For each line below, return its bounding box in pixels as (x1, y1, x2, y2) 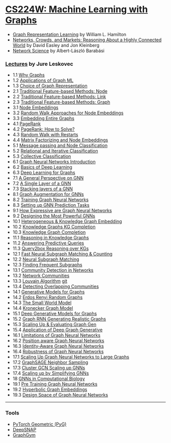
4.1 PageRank (12, 121, 41, 127)
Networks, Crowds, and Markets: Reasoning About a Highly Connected (12, 37, 162, 43)
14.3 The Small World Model (12, 300, 72, 306)
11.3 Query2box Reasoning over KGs (12, 245, 89, 252)
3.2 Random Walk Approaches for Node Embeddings (12, 110, 124, 116)
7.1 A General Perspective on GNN (12, 175, 84, 181)
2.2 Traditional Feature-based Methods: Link (12, 93, 106, 100)
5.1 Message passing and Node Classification (12, 142, 108, 149)
